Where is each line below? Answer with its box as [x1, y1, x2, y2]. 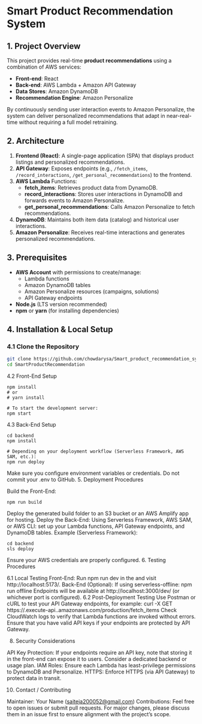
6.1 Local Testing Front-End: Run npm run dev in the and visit [7, 575, 156, 582]
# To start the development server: [7, 405, 98, 412]
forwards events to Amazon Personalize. [24, 197, 125, 204]
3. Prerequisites [7, 253, 68, 263]
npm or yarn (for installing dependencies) [15, 307, 119, 314]
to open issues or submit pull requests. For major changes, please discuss [7, 704, 191, 711]
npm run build [7, 500, 43, 506]
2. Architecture [7, 136, 65, 146]
